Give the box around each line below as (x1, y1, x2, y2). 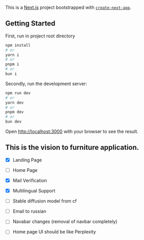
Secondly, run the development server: (5, 81, 87, 87)
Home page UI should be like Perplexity (12, 229, 96, 235)
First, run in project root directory (5, 33, 75, 39)
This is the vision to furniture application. (5, 143, 139, 152)
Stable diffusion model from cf (12, 198, 77, 204)
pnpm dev (5, 110, 24, 115)
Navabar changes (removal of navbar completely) (12, 218, 117, 225)
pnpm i (5, 62, 19, 67)
